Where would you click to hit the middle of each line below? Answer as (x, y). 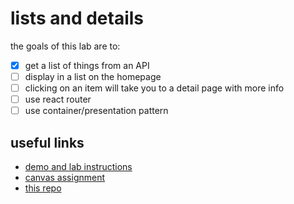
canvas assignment (65, 178)
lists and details (77, 18)
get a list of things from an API (87, 65)
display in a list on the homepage (93, 76)
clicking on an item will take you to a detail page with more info (154, 88)
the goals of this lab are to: (65, 46)
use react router (58, 99)
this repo (43, 188)
